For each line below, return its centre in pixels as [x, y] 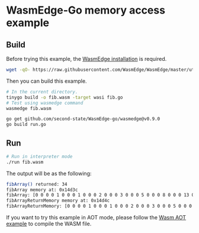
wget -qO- [18, 70]
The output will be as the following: [49, 173]
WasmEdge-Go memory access [86, 10]
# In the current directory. [42, 92]
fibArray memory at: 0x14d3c [42, 190]
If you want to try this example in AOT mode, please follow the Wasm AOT [96, 218]
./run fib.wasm [25, 162]
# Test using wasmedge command [45, 103]
